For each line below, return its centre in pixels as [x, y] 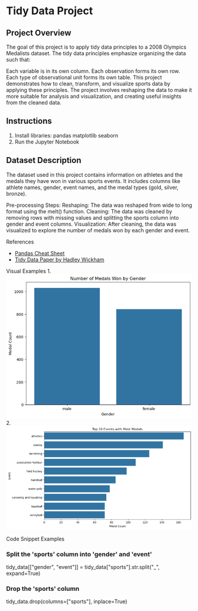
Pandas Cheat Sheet [40, 253]
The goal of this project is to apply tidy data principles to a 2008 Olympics [96, 47]
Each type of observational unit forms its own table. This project [84, 77]
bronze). [16, 193]
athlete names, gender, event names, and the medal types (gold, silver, [92, 187]
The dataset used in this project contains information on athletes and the [95, 175]
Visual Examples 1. [29, 271]
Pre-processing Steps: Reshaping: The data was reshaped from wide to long [99, 205]
